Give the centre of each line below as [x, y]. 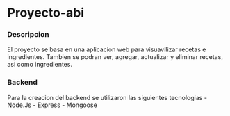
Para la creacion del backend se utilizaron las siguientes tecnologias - [107, 97]
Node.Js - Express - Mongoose [52, 105]
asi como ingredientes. [40, 65]
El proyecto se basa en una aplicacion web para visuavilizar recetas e [107, 49]
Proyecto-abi [46, 13]
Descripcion [28, 35]
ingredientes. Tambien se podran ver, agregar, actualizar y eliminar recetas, [115, 57]
